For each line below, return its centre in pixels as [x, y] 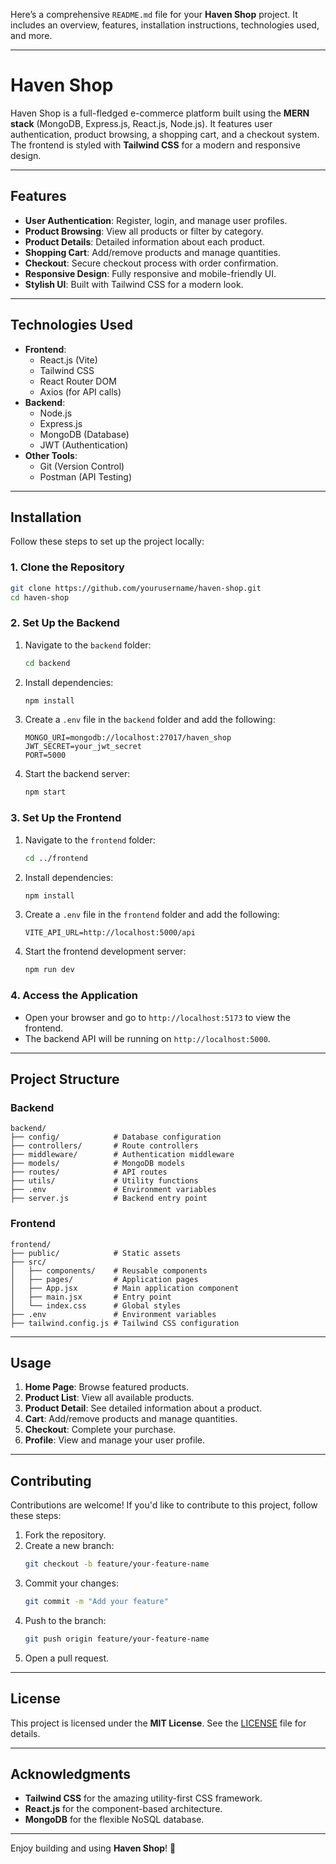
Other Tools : [51, 455]
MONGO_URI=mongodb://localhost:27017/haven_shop [128, 738]
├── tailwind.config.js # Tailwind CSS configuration [125, 1323]
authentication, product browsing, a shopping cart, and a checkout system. [165, 134]
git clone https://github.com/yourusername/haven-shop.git [136, 588]
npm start [45, 792]
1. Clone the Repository [67, 567]
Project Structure [65, 1079]
